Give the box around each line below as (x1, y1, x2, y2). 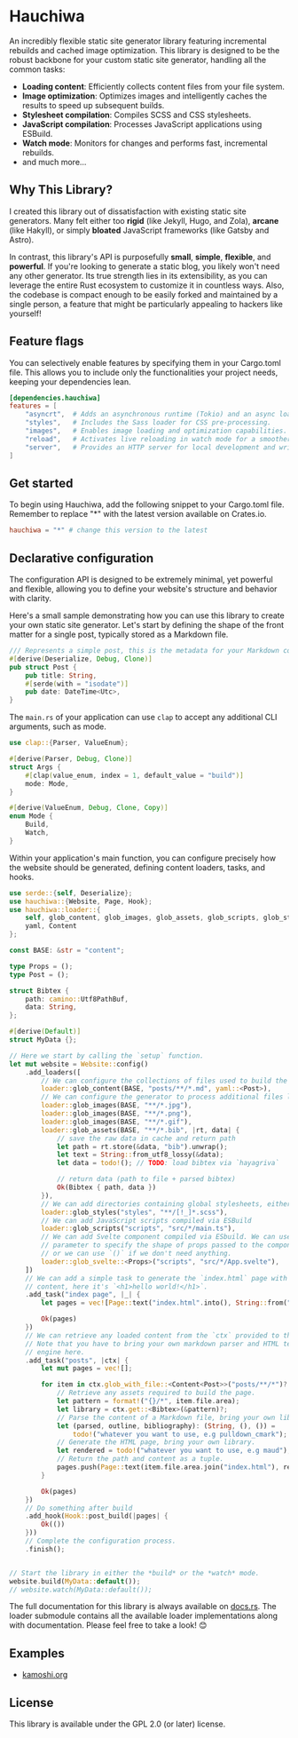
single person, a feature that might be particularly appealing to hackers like (9, 298, 284, 309)
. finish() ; (25, 1544, 66, 1553)
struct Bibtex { (9, 986, 69, 996)
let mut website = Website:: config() (9, 1059, 149, 1068)
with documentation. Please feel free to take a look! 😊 (9, 1620, 208, 1631)
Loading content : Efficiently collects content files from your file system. (21, 81, 286, 91)
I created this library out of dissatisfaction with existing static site (9, 206, 247, 217)
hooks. (9, 871, 35, 882)
